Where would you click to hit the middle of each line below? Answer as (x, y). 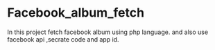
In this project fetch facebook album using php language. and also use (108, 32)
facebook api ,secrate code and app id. (63, 39)
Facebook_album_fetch (76, 13)
